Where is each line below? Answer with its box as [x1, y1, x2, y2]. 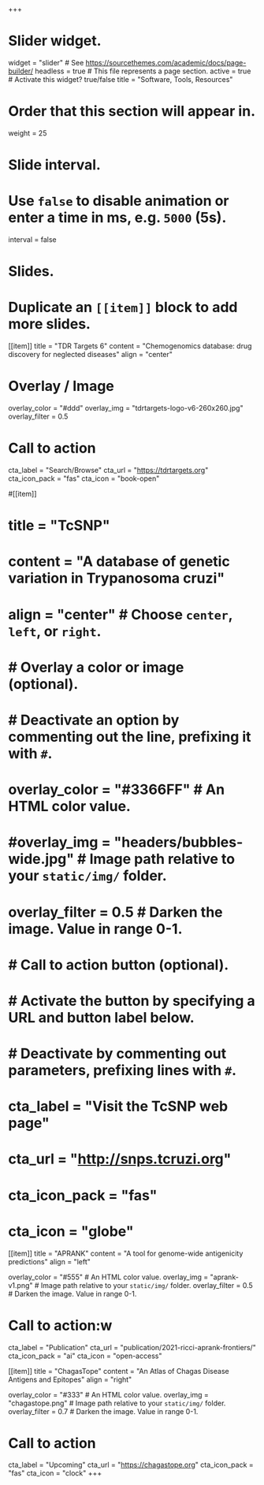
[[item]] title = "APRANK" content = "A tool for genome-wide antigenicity [8, 1249, 244, 1258]
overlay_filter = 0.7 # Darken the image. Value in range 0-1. [8, 1406, 199, 1416]
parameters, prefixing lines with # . [8, 1062, 237, 1080]
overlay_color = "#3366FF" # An [8, 781, 225, 798]
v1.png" [8, 1280, 33, 1290]
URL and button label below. [8, 1008, 195, 1026]
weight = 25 [8, 128, 47, 138]
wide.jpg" [8, 850, 75, 868]
